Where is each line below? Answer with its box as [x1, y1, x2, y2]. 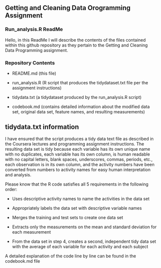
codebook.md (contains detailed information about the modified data [12, 104, 150, 110]
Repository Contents [5, 59, 55, 66]
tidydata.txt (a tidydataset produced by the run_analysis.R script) [12, 94, 142, 100]
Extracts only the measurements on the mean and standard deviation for [12, 224, 157, 230]
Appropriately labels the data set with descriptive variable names [12, 205, 142, 211]
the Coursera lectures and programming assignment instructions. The [5, 141, 145, 147]
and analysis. [5, 172, 32, 177]
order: [5, 186, 17, 192]
